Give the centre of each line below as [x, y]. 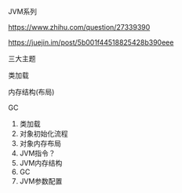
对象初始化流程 [44, 133]
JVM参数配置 [41, 181]
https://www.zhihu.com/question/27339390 [79, 27]
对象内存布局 [40, 143]
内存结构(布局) [31, 92]
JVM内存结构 [41, 163]
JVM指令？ [38, 153]
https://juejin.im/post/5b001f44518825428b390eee [91, 42]
